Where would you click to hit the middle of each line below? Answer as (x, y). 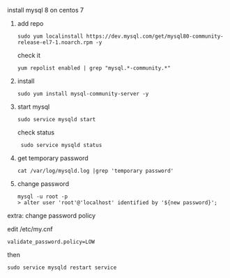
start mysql (33, 107)
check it (29, 55)
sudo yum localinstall (50, 36)
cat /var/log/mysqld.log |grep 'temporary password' (95, 171)
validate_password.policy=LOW (51, 242)
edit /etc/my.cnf (30, 229)
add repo (30, 23)
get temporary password (53, 158)
